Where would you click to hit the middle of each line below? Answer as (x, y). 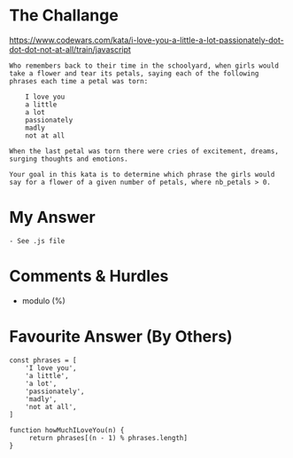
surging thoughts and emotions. (69, 159)
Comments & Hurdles (89, 276)
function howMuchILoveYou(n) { (67, 430)
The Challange (64, 16)
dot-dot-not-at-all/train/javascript (70, 49)
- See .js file (37, 241)
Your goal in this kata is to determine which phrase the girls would (142, 174)
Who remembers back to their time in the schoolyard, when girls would (144, 66)
